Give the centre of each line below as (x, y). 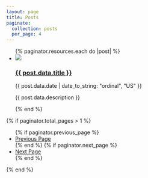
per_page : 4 (27, 34)
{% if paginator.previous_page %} (57, 132)
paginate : (19, 23)
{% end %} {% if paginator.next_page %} (66, 146)
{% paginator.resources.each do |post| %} (67, 51)
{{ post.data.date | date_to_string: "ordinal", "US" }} (79, 86)
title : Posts (23, 17)
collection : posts (35, 29)
